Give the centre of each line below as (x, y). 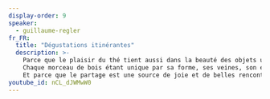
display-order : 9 (37, 16)
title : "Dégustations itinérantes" (75, 46)
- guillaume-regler (48, 30)
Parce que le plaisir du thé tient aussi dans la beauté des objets (140, 61)
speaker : (23, 23)
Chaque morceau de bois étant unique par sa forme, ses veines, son (140, 68)
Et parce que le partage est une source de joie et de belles (129, 75)
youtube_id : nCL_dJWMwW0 (50, 82)
